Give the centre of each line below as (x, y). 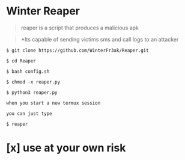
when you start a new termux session (53, 103)
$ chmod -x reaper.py (33, 82)
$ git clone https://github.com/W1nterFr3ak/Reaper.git (77, 50)
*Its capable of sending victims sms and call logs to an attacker (100, 39)
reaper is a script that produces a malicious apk (80, 28)
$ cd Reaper (21, 61)
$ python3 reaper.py (32, 92)
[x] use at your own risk (66, 148)
